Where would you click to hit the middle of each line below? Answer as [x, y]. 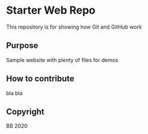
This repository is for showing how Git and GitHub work [74, 27]
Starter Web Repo [51, 10]
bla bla [14, 93]
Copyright [25, 112]
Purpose [22, 46]
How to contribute [40, 79]
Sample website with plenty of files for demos [62, 60]
